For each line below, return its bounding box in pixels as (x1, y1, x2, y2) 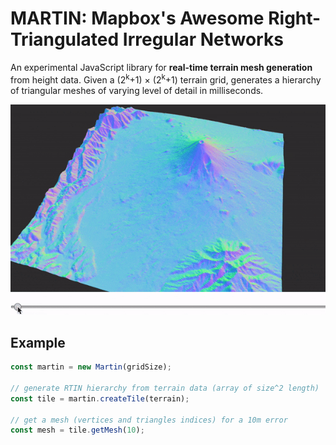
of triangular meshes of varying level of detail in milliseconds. (10, 84, 264, 96)
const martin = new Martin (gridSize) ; (10, 362, 172, 372)
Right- (268, 7, 322, 30)
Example (10, 334, 66, 351)
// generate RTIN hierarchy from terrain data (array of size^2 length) (10, 383, 320, 393)
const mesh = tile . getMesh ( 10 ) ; (10, 425, 145, 436)
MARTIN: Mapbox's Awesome (10, 7, 265, 30)
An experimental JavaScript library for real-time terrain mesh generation (10, 61, 313, 73)
